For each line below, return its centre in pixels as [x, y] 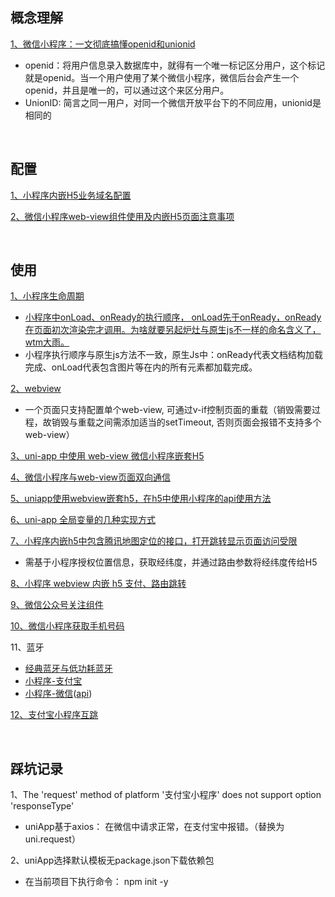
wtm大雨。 [47, 342]
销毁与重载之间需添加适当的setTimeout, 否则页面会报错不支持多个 [186, 422]
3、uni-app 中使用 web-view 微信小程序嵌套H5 [107, 456]
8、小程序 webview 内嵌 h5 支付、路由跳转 [98, 584]
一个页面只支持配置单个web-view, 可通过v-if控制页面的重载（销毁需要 [168, 410]
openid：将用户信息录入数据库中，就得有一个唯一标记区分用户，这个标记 [175, 65]
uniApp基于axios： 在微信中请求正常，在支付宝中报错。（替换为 [154, 827]
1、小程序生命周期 [47, 296]
